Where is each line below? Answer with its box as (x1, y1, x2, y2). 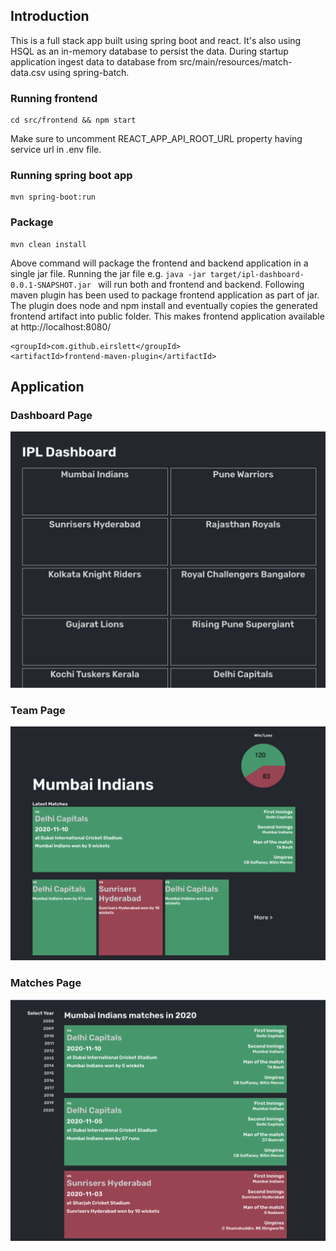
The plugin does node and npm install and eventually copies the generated (10, 299, 318, 311)
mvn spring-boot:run (10, 192, 97, 203)
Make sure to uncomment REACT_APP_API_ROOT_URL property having (10, 133, 303, 145)
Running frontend (10, 91, 98, 105)
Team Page (10, 703, 66, 717)
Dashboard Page (10, 409, 93, 423)
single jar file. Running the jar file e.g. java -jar (10, 267, 207, 279)
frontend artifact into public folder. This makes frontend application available (10, 310, 325, 322)
